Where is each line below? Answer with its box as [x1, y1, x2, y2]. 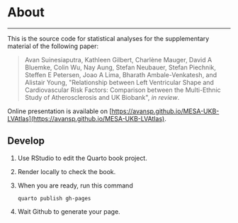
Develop [7, 135, 45, 147]
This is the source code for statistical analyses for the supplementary [7, 34, 210, 42]
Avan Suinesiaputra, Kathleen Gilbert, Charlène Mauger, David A [24, 55, 212, 64]
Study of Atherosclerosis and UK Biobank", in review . [24, 93, 180, 101]
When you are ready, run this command [17, 181, 133, 190]
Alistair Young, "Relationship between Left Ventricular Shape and [24, 78, 215, 86]
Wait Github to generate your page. [17, 207, 120, 216]
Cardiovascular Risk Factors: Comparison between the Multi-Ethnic [24, 86, 221, 94]
